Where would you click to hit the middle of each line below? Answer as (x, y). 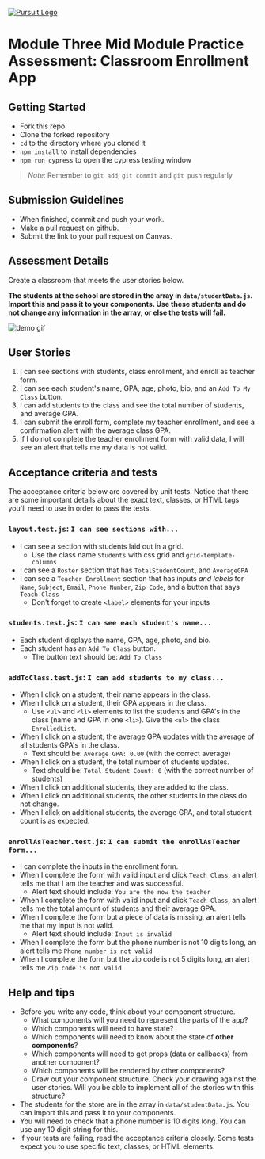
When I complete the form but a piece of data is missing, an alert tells (133, 917)
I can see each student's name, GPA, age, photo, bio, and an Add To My (135, 388)
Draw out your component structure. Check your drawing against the (144, 1079)
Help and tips (42, 992)
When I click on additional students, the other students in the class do (133, 796)
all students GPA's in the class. (70, 745)
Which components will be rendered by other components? (128, 1071)
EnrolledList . (54, 729)
